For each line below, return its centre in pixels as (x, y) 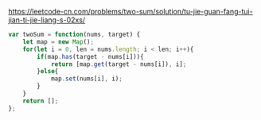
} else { (48, 72)
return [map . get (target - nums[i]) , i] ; (119, 64)
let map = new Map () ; (58, 42)
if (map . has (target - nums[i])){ (91, 56)
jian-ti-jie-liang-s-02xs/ (47, 20)
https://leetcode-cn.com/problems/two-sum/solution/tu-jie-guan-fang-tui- (130, 12)
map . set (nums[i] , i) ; (87, 79)
